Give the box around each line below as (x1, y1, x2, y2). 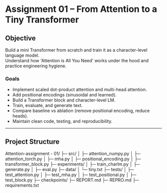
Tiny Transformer (5, 14, 80, 25)
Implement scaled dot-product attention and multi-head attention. (12, 87, 147, 93)
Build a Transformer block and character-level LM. (12, 97, 116, 103)
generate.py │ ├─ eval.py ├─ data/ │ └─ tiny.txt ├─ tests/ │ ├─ (5, 167, 134, 173)
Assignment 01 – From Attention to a (5, 3, 158, 15)
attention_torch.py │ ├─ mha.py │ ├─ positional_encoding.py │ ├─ (5, 156, 141, 162)
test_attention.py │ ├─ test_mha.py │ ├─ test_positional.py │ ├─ (5, 172, 137, 178)
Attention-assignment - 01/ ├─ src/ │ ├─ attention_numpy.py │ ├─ (5, 151, 141, 157)
